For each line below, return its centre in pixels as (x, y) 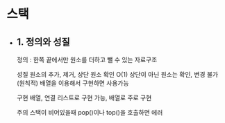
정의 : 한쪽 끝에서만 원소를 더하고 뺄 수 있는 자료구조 (87, 60)
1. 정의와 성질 (43, 42)
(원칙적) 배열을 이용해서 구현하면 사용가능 (73, 83)
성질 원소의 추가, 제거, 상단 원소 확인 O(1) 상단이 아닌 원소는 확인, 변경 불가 (117, 74)
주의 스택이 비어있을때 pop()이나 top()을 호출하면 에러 (90, 112)
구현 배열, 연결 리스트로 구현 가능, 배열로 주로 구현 (84, 98)
